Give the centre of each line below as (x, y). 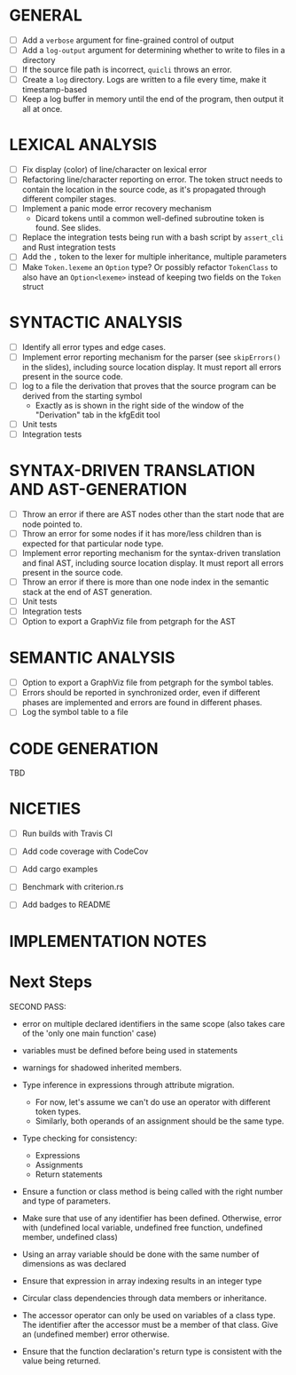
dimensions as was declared (74, 1263)
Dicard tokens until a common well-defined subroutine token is (150, 219)
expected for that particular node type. (93, 544)
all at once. (42, 109)
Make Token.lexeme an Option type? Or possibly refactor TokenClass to (150, 266)
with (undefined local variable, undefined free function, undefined (142, 1228)
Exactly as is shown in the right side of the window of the (140, 405)
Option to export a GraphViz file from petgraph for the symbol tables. (148, 683)
